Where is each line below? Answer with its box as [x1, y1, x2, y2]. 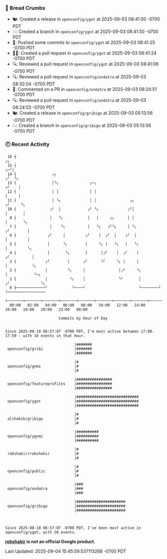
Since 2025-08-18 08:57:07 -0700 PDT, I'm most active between [5, 329, 139, 334]
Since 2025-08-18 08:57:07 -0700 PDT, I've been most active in [5, 525, 141, 531]
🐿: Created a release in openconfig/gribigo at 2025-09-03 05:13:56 [12, 110, 153, 116]
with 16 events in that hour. [23, 333, 85, 338]
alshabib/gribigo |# [7, 416, 79, 421]
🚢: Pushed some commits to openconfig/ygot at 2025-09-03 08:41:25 [12, 39, 156, 45]
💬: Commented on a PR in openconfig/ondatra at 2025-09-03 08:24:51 [12, 86, 157, 92]
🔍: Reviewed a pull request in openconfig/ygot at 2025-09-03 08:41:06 [12, 61, 159, 67]
